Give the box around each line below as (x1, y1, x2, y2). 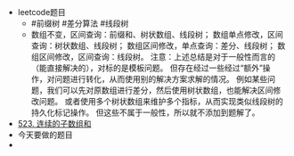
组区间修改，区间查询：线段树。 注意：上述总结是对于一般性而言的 (30, 52, 276, 62)
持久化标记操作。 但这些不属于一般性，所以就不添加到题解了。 (30, 107, 260, 118)
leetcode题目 (17, 7, 67, 17)
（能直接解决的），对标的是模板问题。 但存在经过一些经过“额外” (30, 62, 263, 73)
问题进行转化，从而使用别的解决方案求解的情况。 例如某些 (54, 74, 268, 84)
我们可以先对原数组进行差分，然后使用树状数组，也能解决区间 (46, 85, 274, 95)
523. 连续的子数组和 (17, 119, 92, 128)
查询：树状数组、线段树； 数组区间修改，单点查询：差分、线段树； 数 (30, 40, 286, 51)
